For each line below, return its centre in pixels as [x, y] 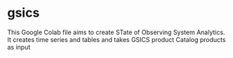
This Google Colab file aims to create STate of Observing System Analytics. [116, 32]
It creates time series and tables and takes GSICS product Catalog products [116, 39]
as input [19, 47]
